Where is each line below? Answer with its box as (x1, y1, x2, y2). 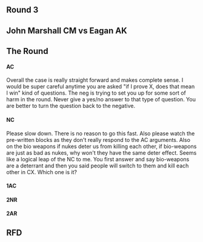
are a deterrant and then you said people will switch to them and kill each (6, 162, 189, 169)
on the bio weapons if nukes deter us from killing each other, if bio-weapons (6, 143, 197, 150)
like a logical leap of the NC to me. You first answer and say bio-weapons (6, 155, 190, 163)
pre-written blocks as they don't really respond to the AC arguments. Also (6, 136, 191, 143)
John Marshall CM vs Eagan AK (6, 25, 127, 36)
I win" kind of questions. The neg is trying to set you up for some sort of (6, 89, 186, 96)
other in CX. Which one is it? (6, 168, 78, 175)
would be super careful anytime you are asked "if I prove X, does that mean (6, 83, 195, 90)
